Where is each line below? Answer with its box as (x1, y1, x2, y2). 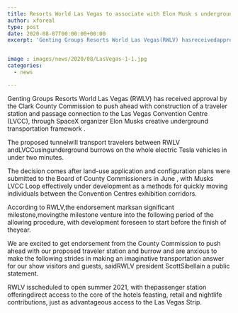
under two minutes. (7, 153, 64, 161)
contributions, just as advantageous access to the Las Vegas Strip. (7, 297, 202, 306)
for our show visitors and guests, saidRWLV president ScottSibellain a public (7, 261, 230, 270)
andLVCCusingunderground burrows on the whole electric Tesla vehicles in (7, 146, 227, 154)
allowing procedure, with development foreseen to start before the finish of (7, 218, 227, 226)
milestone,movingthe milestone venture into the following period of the (7, 210, 214, 219)
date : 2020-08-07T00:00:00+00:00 (7, 30, 106, 37)
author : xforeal (7, 17, 55, 24)
